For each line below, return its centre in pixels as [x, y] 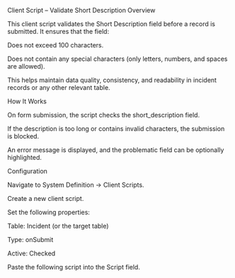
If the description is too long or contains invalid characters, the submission [116, 129]
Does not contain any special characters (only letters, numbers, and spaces [117, 59]
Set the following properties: [49, 212]
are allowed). [26, 66]
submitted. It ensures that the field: [58, 31]
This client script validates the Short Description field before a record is [111, 24]
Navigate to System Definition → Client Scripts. [76, 185]
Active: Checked [31, 253]
